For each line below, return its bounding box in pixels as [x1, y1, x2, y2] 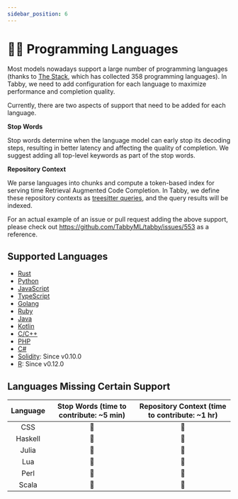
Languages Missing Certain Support [7, 380, 171, 393]
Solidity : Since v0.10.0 [17, 352, 82, 361]
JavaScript [17, 285, 50, 293]
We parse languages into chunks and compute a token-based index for [7, 178, 215, 187]
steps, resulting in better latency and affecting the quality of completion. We [7, 143, 229, 152]
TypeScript [17, 292, 50, 300]
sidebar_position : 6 [7, 10, 69, 18]
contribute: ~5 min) [59, 410, 125, 420]
